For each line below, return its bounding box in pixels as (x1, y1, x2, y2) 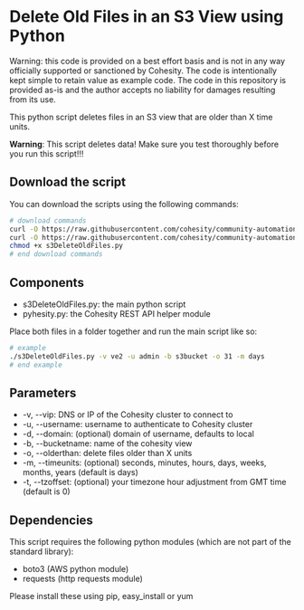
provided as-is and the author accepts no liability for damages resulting (9, 84, 276, 95)
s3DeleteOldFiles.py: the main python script (22, 299, 186, 310)
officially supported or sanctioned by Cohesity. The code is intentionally (9, 65, 278, 76)
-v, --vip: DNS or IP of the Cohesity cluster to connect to (22, 409, 233, 420)
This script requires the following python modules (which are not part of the (9, 537, 291, 548)
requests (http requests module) (22, 573, 143, 585)
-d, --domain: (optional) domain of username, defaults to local (22, 428, 255, 440)
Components (9, 274, 84, 291)
